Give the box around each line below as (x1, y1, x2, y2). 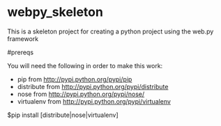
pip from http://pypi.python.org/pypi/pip (17, 74, 132, 84)
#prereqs (7, 48, 33, 56)
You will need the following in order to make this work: (7, 61, 163, 70)
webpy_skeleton (7, 4, 103, 20)
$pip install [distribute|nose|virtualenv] (7, 111, 119, 119)
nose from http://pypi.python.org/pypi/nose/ (17, 90, 145, 98)
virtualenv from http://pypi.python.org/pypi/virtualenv (17, 97, 171, 105)
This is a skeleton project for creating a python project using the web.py (7, 27, 214, 36)
